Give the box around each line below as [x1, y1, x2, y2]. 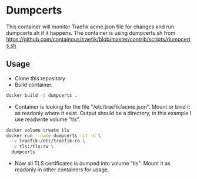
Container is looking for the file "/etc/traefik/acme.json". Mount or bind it [14, 103, 191, 110]
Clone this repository [14, 74, 66, 82]
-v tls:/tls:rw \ [11, 144, 54, 149]
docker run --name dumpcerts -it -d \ [6, 132, 101, 139]
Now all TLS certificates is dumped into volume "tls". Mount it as [14, 160, 171, 167]
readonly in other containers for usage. [14, 166, 110, 173]
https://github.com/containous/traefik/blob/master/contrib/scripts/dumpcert [6, 35, 191, 43]
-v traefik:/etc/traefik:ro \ [11, 138, 85, 144]
